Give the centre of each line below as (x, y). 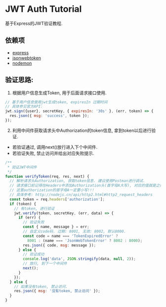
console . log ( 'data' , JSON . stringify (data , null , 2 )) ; (79, 259)
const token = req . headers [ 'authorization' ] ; (57, 199)
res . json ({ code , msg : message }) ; (60, 245)
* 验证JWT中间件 (22, 167)
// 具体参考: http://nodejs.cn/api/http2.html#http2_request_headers (81, 195)
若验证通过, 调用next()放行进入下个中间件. (55, 147)
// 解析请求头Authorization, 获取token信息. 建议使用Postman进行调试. (77, 181)
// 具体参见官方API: (24, 107)
